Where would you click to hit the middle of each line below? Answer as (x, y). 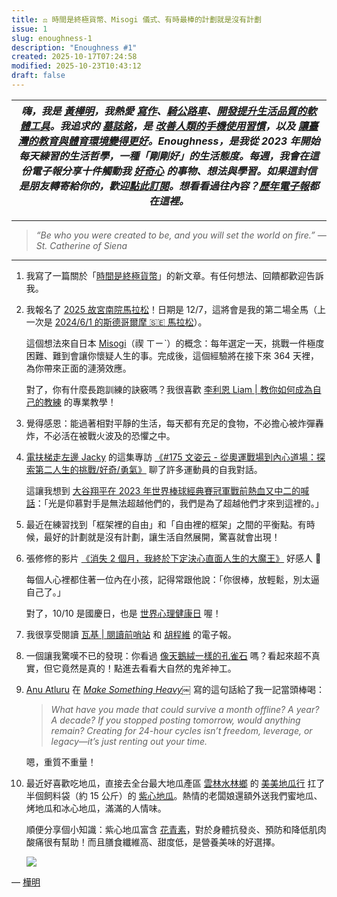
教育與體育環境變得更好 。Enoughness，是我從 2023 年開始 (179, 141)
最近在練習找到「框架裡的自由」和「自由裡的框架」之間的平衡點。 (161, 524)
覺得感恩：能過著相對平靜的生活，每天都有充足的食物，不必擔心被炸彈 (170, 423)
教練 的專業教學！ (80, 402)
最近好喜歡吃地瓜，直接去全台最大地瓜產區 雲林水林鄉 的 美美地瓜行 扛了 (175, 783)
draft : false (38, 76)
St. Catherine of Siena (81, 245)
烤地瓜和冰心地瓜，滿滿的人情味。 (96, 808)
